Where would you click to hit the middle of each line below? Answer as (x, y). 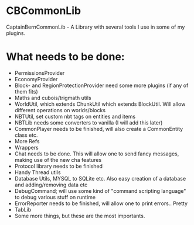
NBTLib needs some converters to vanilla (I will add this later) (89, 122)
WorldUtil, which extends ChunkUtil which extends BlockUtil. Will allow (100, 104)
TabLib (23, 209)
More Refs (27, 141)
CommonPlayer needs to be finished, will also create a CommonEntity (99, 129)
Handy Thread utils (38, 172)
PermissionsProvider (40, 73)
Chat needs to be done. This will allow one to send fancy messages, (97, 154)
